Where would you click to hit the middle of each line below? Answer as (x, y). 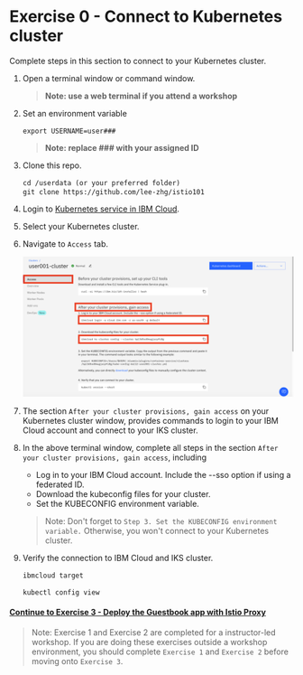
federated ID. (60, 484)
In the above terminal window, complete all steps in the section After (150, 447)
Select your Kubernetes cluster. (81, 226)
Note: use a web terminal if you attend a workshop (141, 96)
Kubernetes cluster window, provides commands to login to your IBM (151, 420)
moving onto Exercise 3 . (77, 661)
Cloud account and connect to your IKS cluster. (110, 430)
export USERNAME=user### (69, 131)
